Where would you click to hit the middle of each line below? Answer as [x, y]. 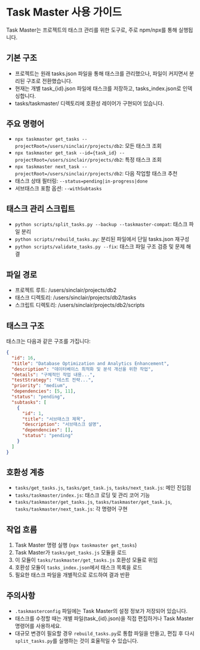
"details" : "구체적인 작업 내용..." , [53, 374]
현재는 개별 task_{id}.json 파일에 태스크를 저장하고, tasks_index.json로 [98, 88]
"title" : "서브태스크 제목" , [54, 419]
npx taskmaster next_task [47, 167]
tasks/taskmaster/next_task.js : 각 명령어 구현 [71, 509]
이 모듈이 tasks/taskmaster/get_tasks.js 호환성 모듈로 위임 [86, 560]
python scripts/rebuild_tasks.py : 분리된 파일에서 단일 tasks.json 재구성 [102, 239]
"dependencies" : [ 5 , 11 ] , [44, 391]
